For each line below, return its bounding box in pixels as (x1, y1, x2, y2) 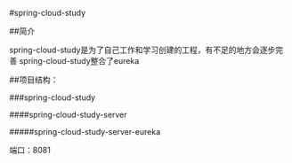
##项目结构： (9, 74, 59, 85)
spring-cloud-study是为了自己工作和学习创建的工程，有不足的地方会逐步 (9, 44, 276, 55)
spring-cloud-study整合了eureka (19, 56, 140, 66)
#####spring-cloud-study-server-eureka (9, 127, 161, 136)
